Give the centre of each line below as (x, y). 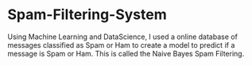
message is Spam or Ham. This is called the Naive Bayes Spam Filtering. (126, 53)
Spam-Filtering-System (87, 15)
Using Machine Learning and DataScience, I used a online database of (122, 37)
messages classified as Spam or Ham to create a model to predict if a (121, 45)
